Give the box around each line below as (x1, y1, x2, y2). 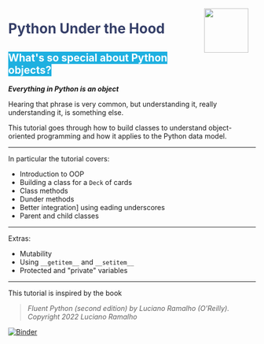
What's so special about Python (8, 51, 167, 65)
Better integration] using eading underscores (19, 203, 165, 212)
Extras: (8, 234, 31, 243)
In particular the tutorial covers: (8, 154, 110, 163)
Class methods (19, 186, 68, 195)
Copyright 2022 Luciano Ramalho (27, 312, 137, 321)
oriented (8, 131, 35, 141)
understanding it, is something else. (8, 108, 124, 117)
